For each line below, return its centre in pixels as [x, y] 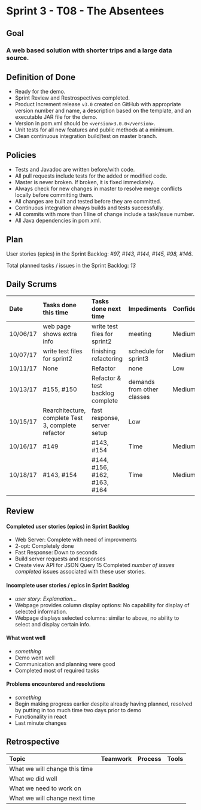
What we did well [33, 778]
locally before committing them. [54, 195]
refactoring [107, 358]
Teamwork [116, 758]
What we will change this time [51, 769]
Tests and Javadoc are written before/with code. [75, 170]
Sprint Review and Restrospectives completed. [72, 98]
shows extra [60, 334]
